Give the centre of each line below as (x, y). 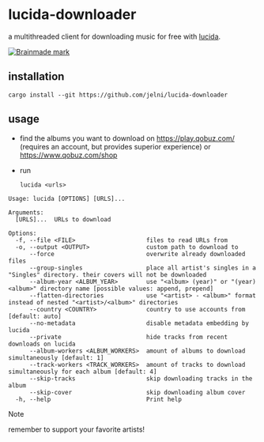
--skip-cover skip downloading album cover (137, 392)
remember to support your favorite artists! (76, 429)
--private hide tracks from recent (128, 337)
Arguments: (26, 212)
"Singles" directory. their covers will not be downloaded (107, 274)
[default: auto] (35, 316)
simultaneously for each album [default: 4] (83, 372)
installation (36, 77)
